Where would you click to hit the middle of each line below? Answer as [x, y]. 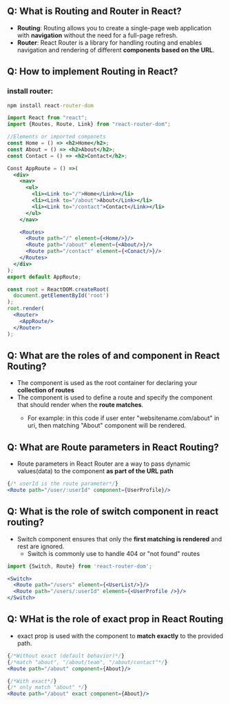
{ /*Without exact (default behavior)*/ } [66, 656]
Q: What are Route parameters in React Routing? [113, 447]
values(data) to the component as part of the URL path [95, 471]
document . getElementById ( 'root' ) [61, 296]
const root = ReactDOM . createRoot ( [58, 289]
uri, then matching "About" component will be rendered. [107, 426]
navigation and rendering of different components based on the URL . [116, 50]
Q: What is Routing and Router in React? [95, 11]
